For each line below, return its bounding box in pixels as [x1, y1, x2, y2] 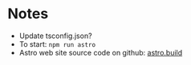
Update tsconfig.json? [18, 31, 93, 40]
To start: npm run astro [18, 39, 96, 48]
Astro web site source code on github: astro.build [18, 48, 183, 57]
